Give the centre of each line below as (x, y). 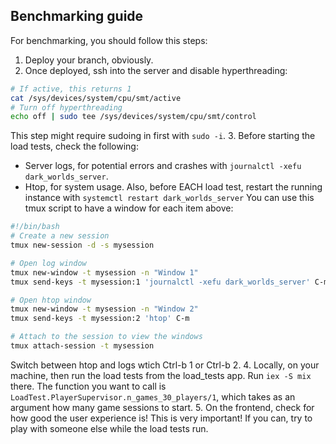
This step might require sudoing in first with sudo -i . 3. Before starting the (163, 136)
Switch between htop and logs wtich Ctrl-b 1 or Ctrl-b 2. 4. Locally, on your (165, 365)
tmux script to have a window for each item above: (129, 208)
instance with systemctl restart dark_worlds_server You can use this (169, 198)
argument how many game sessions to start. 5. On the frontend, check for (162, 407)
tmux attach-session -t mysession (82, 346)
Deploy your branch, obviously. (89, 60)
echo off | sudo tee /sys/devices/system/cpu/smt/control (133, 117)
